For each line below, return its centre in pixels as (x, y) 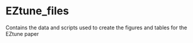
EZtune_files (37, 11)
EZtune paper (22, 33)
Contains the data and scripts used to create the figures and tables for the (96, 27)
